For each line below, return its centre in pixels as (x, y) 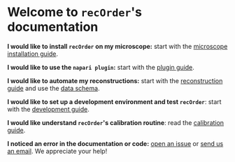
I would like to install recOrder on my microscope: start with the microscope (117, 46)
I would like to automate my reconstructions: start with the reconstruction (115, 80)
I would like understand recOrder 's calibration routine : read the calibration (116, 122)
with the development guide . (48, 109)
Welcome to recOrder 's (74, 12)
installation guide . (33, 54)
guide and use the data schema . (54, 88)
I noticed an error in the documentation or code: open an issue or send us (115, 143)
